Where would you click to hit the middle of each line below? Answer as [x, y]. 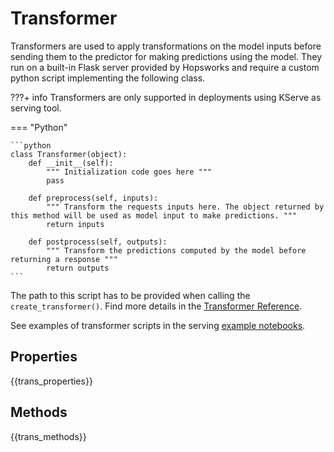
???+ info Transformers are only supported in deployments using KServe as [166, 97]
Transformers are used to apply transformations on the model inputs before [166, 46]
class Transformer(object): [69, 154]
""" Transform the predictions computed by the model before [176, 250]
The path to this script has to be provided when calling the [130, 295]
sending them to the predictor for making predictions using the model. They [166, 56]
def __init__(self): [71, 163]
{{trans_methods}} [48, 436]
